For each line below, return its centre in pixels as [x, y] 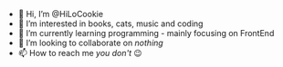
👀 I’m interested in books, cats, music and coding [110, 24]
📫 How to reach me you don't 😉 [80, 53]
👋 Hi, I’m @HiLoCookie [60, 14]
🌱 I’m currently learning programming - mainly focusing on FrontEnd [146, 33]
